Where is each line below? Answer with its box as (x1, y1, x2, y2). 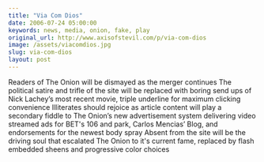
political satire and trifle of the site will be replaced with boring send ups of (8, 85, 252, 95)
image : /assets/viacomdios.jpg (8, 41, 111, 49)
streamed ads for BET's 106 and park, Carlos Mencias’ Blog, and (8, 119, 219, 129)
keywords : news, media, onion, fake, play (8, 26, 150, 34)
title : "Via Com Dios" (8, 11, 83, 20)
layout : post (8, 56, 51, 64)
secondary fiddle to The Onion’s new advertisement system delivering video (8, 111, 256, 120)
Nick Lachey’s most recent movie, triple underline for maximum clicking (8, 94, 241, 104)
